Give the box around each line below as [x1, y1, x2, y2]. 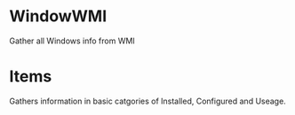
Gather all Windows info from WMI [9, 35, 135, 46]
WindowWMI [9, 6, 108, 27]
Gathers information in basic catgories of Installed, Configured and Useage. [9, 96, 286, 106]
